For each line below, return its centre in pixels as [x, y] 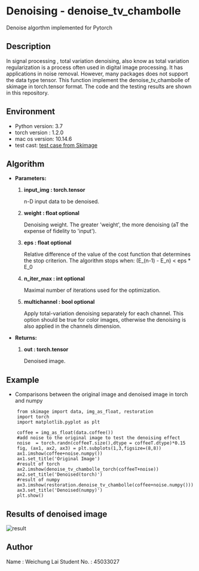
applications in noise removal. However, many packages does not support [97, 74]
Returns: [26, 338]
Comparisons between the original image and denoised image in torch [101, 394]
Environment [31, 112]
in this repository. [27, 93]
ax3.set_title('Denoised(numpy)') [60, 490]
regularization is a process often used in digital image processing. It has [95, 67]
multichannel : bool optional [59, 302]
